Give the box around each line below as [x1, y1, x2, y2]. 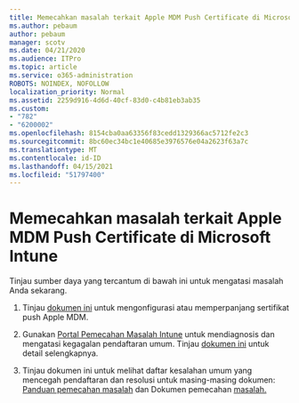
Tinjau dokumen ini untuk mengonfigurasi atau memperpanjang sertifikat [21, 302, 289, 313]
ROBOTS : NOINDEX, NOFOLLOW [9, 79, 109, 88]
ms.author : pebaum [9, 21, 77, 30]
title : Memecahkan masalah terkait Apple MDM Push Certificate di [9, 12, 261, 22]
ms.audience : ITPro [9, 54, 82, 63]
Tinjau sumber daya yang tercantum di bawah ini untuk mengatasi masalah [9, 276, 284, 286]
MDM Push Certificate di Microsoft [9, 228, 271, 247]
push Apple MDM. [21, 312, 89, 323]
